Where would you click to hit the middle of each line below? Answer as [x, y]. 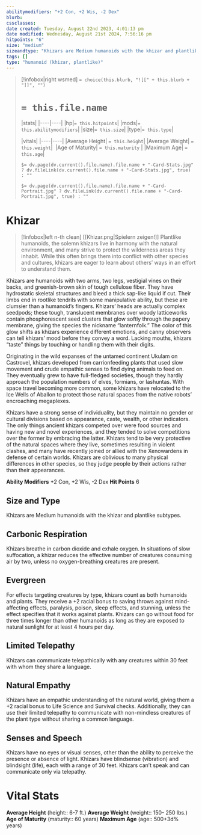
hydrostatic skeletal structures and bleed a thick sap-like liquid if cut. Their [99, 294]
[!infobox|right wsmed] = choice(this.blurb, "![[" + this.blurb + [105, 79]
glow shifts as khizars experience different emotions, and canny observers [99, 332]
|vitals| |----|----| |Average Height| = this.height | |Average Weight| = [107, 141]
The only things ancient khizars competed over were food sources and [94, 425]
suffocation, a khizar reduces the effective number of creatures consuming [99, 555]
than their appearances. [36, 470]
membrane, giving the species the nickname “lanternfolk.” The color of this [99, 325]
